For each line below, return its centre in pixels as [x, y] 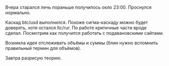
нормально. [18, 13]
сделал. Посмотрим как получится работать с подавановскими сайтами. [84, 33]
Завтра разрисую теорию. [34, 58]
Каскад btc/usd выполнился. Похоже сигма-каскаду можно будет [76, 22]
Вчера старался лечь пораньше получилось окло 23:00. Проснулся [78, 7]
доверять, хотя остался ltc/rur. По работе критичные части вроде [76, 28]
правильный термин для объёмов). [43, 48]
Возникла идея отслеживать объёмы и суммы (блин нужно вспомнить [82, 43]
